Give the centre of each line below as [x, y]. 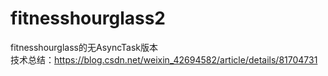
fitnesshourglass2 [88, 18]
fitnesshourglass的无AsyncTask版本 [84, 47]
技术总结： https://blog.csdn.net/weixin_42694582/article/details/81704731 [164, 59]
